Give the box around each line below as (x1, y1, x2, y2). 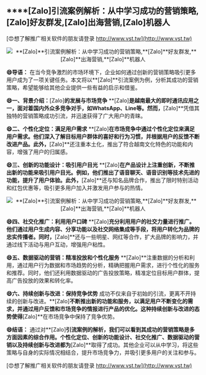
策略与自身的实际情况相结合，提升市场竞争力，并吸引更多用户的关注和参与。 (6, 349, 200, 356)
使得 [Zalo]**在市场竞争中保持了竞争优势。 (11, 312, 118, 320)
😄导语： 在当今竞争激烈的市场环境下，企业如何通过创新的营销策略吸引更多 (6, 68, 196, 75)
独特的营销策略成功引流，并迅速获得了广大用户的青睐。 (6, 112, 146, 119)
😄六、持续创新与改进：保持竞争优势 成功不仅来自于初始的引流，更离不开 (6, 290, 191, 297)
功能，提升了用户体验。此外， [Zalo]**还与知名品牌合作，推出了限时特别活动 (6, 176, 199, 184)
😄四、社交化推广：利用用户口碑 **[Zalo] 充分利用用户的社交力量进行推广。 (6, 218, 195, 225)
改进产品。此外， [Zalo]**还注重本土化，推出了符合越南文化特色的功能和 (6, 140, 188, 148)
